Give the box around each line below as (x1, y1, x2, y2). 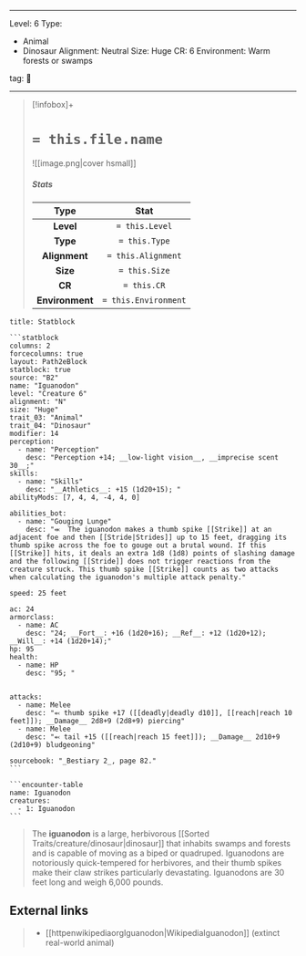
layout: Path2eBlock (9, 357, 88, 366)
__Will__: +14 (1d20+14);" (9, 636, 112, 646)
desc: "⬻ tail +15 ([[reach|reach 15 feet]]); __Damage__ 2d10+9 (25, 732, 280, 742)
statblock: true (9, 365, 71, 374)
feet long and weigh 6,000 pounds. (31, 877, 164, 888)
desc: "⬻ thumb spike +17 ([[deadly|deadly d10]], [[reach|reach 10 (25, 708, 293, 717)
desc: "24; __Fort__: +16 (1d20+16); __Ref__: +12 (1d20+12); (25, 629, 267, 638)
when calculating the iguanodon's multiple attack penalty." (9, 572, 247, 582)
